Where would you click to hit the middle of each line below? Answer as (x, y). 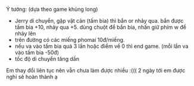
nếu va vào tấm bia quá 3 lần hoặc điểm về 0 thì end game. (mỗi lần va (101, 46)
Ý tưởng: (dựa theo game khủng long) (52, 9)
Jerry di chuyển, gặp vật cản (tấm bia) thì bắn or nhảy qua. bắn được (99, 21)
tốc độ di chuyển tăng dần (47, 59)
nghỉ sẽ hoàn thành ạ (32, 77)
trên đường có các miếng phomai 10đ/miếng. (70, 40)
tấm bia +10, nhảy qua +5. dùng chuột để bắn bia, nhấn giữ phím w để (100, 27)
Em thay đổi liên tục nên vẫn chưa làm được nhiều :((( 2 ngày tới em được (96, 70)
